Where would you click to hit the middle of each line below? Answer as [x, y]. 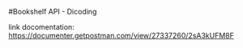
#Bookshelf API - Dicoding [53, 12]
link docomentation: [41, 27]
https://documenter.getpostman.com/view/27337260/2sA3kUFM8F [122, 36]
